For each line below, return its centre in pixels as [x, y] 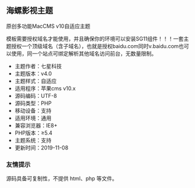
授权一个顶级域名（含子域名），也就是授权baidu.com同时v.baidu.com [95, 46]
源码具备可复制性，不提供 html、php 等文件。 [62, 179]
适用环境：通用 [33, 118]
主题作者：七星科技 [38, 66]
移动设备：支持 [33, 110]
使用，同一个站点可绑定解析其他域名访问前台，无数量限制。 [84, 53]
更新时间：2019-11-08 [41, 148]
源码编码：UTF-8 [36, 95]
